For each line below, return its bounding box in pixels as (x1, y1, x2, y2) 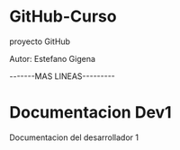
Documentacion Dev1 (9, 102, 173, 123)
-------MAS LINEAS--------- (9, 70, 115, 82)
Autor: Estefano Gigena (9, 53, 96, 64)
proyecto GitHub (9, 36, 70, 47)
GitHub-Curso (9, 6, 117, 27)
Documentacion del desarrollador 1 (9, 132, 139, 143)
